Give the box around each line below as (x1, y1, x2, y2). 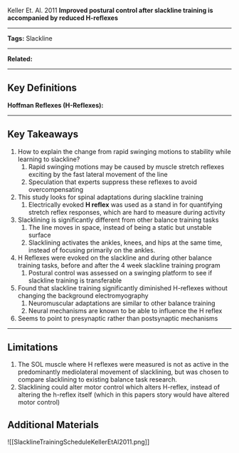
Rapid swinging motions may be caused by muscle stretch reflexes (28, 162, 225, 170)
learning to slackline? (17, 155, 80, 163)
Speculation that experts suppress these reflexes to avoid (28, 178, 198, 186)
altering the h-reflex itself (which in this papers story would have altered (17, 390, 230, 399)
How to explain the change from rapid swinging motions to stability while (17, 147, 231, 156)
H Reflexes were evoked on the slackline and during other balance (17, 253, 212, 262)
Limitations (7, 342, 58, 354)
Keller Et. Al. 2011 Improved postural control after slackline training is (7, 6, 213, 14)
